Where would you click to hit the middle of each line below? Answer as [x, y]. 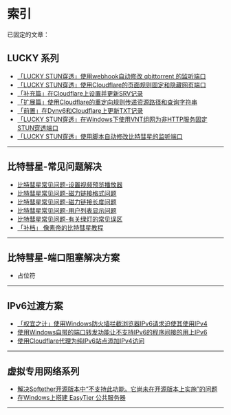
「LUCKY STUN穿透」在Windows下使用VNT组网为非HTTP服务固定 [112, 119]
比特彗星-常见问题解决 [54, 167]
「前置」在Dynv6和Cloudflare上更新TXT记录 [80, 110]
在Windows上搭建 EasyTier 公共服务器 [71, 397]
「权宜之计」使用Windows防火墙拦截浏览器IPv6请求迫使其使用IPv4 [112, 323]
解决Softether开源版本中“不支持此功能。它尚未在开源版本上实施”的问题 [117, 389]
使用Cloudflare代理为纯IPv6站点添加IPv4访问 [81, 341]
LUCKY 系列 [33, 58]
